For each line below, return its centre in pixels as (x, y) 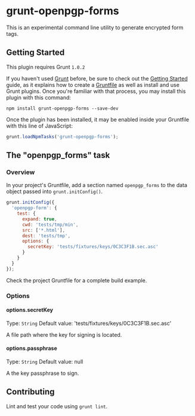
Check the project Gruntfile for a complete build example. (77, 280)
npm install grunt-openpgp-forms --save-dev (62, 108)
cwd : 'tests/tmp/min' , (50, 225)
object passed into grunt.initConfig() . (55, 191)
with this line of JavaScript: (40, 126)
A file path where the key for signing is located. (64, 334)
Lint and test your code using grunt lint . (57, 406)
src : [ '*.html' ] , (44, 230)
